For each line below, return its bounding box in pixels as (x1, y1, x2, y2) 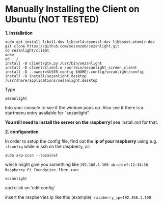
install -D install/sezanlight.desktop (5, 73, 87, 79)
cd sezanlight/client (5, 48, 50, 53)
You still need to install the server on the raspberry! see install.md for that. (5, 119, 159, 125)
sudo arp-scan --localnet (5, 153, 58, 158)
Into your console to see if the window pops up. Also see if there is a (5, 104, 144, 111)
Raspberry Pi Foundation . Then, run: (5, 166, 80, 172)
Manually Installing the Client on (5, 3, 140, 15)
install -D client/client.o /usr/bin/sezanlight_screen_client (5, 65, 137, 70)
